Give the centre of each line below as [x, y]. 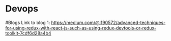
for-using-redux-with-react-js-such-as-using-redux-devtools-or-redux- [81, 27]
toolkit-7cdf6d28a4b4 [28, 33]
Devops [22, 9]
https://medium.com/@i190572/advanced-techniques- [108, 22]
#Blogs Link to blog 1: [28, 22]
